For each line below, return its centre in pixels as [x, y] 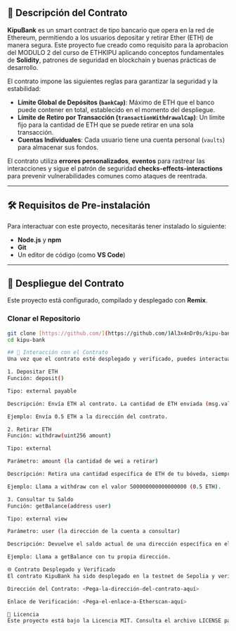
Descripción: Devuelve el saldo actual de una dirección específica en [114, 544]
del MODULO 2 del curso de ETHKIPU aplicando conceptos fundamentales [116, 52]
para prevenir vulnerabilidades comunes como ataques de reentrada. [107, 176]
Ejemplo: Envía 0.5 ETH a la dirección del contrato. [88, 417]
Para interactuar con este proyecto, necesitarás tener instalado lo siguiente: [117, 226]
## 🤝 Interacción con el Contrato [58, 353]
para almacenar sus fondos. [58, 147]
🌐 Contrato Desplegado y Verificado [61, 570]
